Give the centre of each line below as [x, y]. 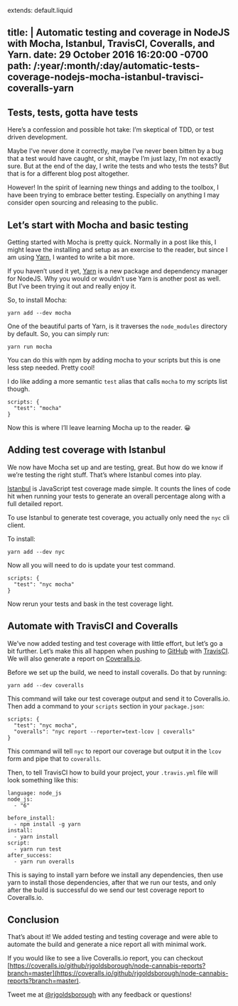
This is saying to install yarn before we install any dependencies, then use [115, 874]
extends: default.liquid [40, 10]
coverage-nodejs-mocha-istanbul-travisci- [106, 77]
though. [19, 389]
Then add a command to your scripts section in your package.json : [106, 706]
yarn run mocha [30, 347]
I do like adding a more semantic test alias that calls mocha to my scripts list [117, 382]
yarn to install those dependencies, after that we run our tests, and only [112, 882]
